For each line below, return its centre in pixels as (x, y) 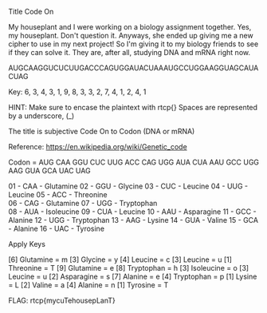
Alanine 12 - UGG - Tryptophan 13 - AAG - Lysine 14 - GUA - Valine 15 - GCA (133, 220)
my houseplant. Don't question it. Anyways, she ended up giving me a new (131, 36)
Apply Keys (27, 244)
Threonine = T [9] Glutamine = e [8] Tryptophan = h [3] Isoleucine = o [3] (129, 268)
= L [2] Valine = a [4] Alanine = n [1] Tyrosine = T (88, 285)
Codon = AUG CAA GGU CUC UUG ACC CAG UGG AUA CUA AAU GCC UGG (134, 162)
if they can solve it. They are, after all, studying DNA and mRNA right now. (130, 52)
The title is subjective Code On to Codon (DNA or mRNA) (102, 131)
